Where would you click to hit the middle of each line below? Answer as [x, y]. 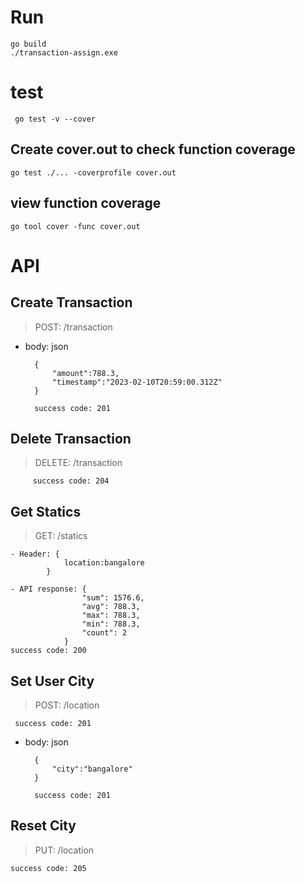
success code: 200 [48, 651]
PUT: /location [64, 850]
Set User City [52, 681]
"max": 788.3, [111, 616]
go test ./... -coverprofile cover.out [93, 172]
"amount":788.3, [85, 373]
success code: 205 [48, 868]
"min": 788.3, [111, 624]
